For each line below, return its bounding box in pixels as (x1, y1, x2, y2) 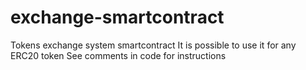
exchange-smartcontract (10, 6, 225, 29)
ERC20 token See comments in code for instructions (10, 49, 227, 61)
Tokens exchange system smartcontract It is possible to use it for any (10, 39, 297, 51)
